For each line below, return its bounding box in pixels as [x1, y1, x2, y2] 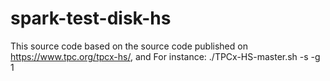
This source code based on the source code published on [10, 40, 248, 52]
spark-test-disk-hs [10, 7, 172, 30]
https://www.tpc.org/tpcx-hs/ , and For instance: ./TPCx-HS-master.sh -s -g [10, 50, 321, 62]
